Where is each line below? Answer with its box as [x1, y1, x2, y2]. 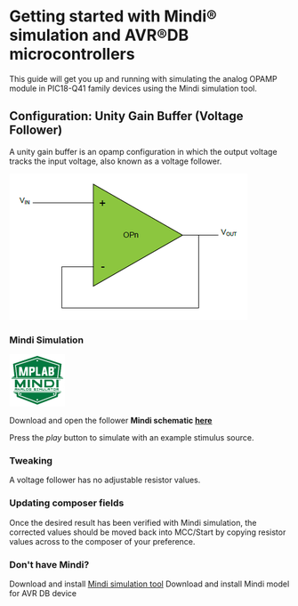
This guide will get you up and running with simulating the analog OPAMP [9, 73, 278, 84]
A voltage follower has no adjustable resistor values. [9, 474, 201, 486]
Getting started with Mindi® [9, 6, 218, 27]
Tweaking [9, 454, 53, 466]
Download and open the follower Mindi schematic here [9, 416, 213, 426]
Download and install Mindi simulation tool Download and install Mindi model [9, 578, 290, 589]
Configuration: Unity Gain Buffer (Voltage [9, 109, 244, 124]
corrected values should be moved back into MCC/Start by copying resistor [9, 527, 286, 537]
